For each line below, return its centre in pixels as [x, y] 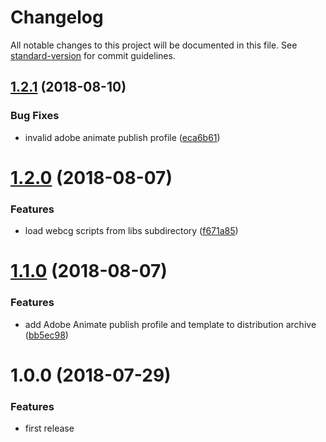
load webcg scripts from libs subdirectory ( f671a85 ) [131, 231]
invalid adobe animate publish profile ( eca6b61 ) [122, 137]
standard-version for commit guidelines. [93, 55]
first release [49, 428]
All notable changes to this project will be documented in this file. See [154, 45]
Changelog [57, 17]
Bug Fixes [35, 116]
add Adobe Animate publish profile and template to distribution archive [170, 324]
